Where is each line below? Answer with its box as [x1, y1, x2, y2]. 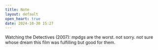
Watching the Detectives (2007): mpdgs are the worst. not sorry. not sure [5, 34, 154, 40]
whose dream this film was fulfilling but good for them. [5, 40, 116, 46]
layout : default [5, 12, 38, 17]
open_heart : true [5, 16, 41, 21]
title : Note [5, 7, 29, 12]
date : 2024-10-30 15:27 [5, 21, 54, 26]
